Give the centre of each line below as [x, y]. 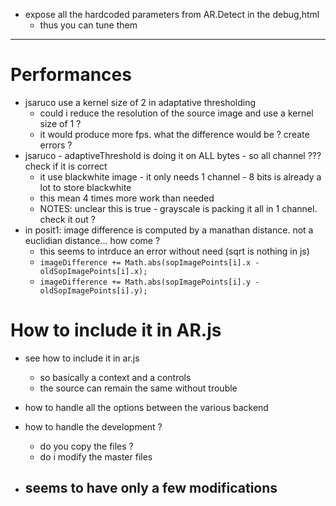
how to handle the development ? [93, 426]
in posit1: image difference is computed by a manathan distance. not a [169, 230]
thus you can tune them [88, 25]
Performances [71, 75]
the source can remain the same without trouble [138, 388]
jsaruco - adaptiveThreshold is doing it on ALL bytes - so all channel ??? [173, 155]
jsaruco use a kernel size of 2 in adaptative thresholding [140, 102]
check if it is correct [66, 166]
